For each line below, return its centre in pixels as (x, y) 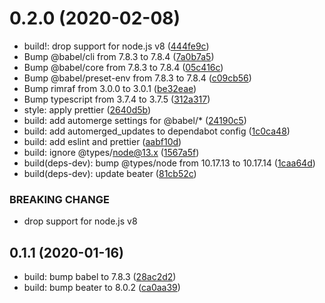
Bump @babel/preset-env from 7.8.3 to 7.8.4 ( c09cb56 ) (137, 78)
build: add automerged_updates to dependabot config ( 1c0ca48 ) (157, 131)
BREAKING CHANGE (59, 199)
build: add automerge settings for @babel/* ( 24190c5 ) (135, 120)
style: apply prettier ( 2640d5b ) (87, 109)
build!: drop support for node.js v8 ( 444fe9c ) (116, 46)
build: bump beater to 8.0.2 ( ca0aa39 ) (102, 288)
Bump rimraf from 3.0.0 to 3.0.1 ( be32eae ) (110, 88)
